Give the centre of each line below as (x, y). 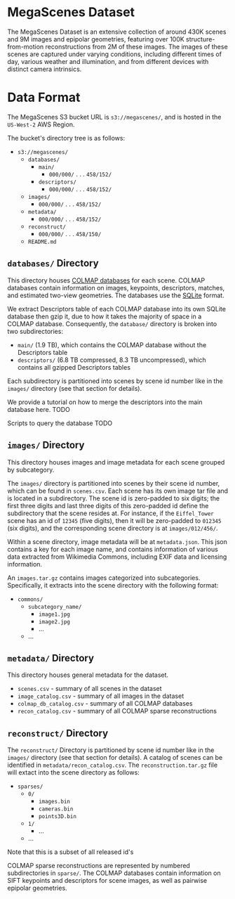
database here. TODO (39, 409)
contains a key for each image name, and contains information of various (113, 549)
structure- (200, 39)
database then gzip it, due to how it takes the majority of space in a (105, 316)
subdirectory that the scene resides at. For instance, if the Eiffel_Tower (110, 513)
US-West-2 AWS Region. (41, 124)
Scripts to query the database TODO (60, 423)
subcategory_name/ (55, 607)
